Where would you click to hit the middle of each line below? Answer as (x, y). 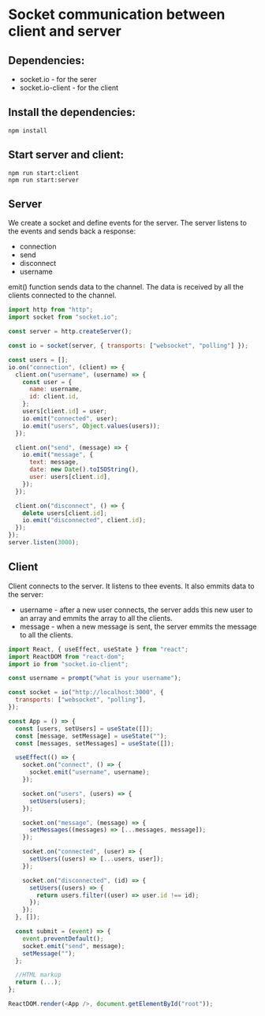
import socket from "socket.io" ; (63, 317)
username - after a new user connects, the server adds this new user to (136, 610)
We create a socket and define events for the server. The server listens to (127, 223)
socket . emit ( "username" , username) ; (89, 772)
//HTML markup (38, 975)
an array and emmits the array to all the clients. (96, 618)
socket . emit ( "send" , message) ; (74, 946)
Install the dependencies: (72, 112)
